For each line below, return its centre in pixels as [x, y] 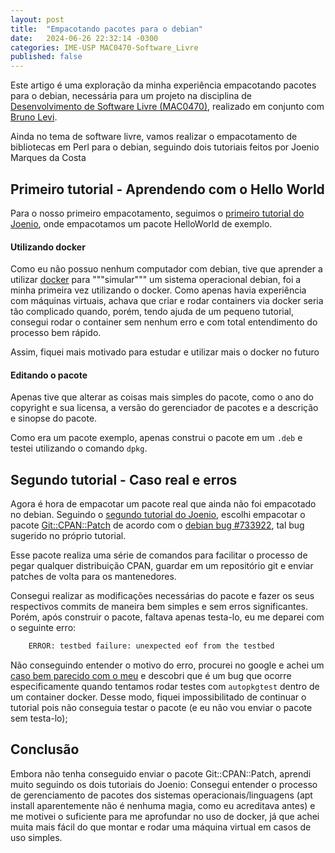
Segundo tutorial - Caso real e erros [124, 479]
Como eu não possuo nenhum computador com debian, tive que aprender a [166, 269]
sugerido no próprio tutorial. [68, 536]
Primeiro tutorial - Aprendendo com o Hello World [167, 189]
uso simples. [36, 837]
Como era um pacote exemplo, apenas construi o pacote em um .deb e [156, 438]
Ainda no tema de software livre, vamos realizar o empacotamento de [154, 137]
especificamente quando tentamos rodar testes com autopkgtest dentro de [165, 687]
